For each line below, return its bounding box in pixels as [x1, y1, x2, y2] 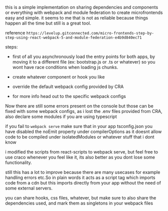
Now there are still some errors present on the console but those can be [5, 103, 153, 109]
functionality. [5, 159, 32, 165]
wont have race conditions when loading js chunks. [12, 64, 118, 70]
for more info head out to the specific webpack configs [12, 93, 126, 99]
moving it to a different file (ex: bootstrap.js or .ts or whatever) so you [12, 59, 155, 64]
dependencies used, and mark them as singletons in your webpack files [5, 200, 153, 206]
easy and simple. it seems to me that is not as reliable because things [5, 15, 148, 20]
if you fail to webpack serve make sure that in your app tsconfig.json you [5, 123, 153, 129]
